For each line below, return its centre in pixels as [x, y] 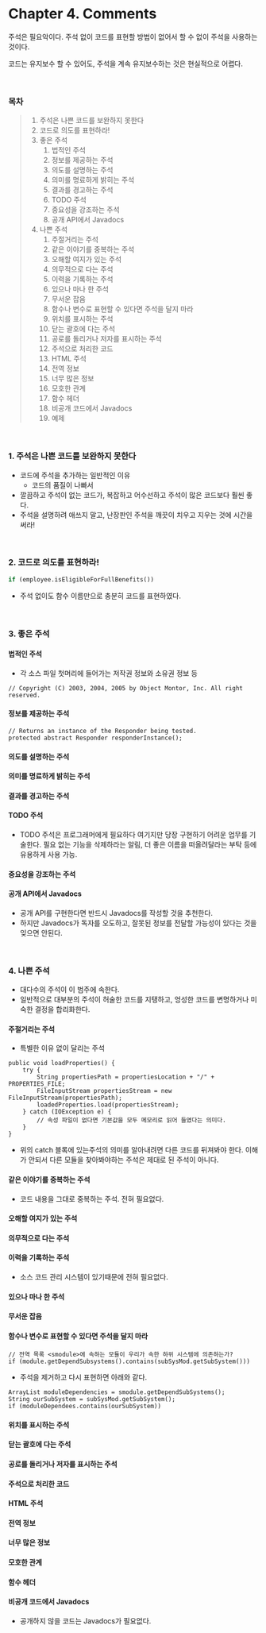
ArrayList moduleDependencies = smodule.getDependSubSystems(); [117, 1392]
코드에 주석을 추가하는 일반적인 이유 [75, 475]
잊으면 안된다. [41, 932]
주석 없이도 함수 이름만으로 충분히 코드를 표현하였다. [100, 596]
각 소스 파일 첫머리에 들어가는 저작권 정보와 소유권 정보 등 [109, 673]
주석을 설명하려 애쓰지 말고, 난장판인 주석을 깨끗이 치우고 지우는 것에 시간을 [136, 515]
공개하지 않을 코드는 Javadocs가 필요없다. [85, 1620]
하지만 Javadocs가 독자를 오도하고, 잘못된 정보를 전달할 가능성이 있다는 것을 [138, 923]
